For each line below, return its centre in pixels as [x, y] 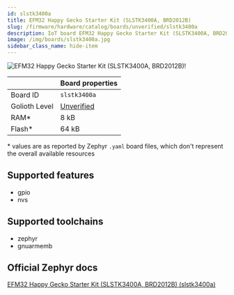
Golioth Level [32, 106]
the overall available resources [51, 153]
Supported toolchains [55, 221]
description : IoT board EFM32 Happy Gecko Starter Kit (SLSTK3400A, [109, 33]
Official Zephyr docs [53, 268]
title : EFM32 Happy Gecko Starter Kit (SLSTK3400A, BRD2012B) [99, 20]
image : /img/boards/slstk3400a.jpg [59, 40]
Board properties [89, 83]
